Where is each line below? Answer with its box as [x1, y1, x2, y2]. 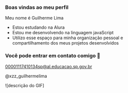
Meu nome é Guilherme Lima [5, 15, 64, 21]
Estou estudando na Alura [12, 24, 65, 30]
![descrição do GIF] [5, 82, 44, 88]
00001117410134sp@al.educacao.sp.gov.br [5, 63, 93, 70]
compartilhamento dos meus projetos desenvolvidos [12, 40, 119, 46]
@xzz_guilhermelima [5, 73, 47, 79]
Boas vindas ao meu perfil [5, 4, 69, 11]
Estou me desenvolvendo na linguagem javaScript [12, 30, 114, 36]
